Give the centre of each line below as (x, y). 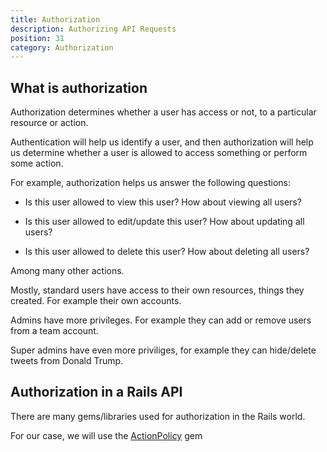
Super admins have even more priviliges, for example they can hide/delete (163, 350)
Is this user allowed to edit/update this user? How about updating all (164, 222)
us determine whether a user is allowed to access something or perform (159, 153)
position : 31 (37, 38)
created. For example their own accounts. (96, 301)
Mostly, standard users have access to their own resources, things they (157, 290)
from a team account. (54, 331)
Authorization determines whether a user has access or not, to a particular (163, 112)
